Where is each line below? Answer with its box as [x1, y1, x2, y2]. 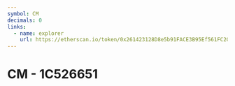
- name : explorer [13, 29, 64, 37]
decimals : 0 [7, 17, 42, 24]
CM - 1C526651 [7, 66, 98, 83]
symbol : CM [7, 10, 39, 17]
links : [7, 23, 27, 30]
